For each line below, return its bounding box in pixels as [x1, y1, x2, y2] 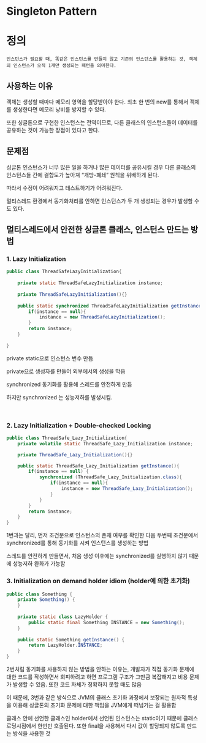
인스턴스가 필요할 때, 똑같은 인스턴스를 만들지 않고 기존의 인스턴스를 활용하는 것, [6, 56, 186, 62]
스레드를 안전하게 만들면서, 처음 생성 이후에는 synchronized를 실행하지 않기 [6, 553, 188, 560]
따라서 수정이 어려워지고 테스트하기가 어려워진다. [6, 184, 123, 191]
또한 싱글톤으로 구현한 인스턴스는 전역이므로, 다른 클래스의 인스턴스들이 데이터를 [6, 118, 198, 126]
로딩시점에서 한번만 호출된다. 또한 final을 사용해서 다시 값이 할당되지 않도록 [6, 722, 186, 730]
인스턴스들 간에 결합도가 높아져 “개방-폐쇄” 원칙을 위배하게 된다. [6, 171, 159, 178]
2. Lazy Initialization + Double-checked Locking [6, 421, 151, 429]
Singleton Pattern [6, 4, 97, 18]
